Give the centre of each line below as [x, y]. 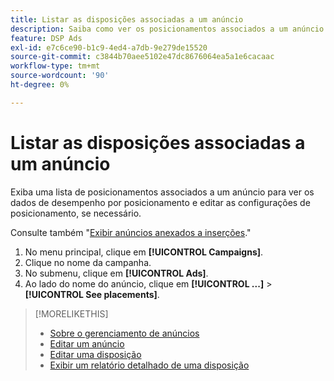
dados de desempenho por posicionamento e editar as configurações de [160, 202]
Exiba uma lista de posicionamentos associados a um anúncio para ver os [162, 192]
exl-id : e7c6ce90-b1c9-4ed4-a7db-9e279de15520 [109, 47]
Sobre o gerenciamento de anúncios [124, 333]
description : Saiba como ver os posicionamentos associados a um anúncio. [169, 29]
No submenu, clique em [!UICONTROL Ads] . [116, 273]
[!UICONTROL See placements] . [92, 294]
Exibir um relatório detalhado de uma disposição [149, 365]
